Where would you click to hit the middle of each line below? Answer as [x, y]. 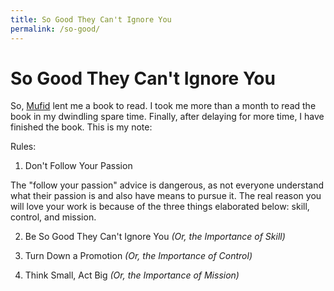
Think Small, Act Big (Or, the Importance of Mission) [132, 275]
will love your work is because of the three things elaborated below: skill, [160, 207]
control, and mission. [53, 217]
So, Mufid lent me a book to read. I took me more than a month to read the [163, 106]
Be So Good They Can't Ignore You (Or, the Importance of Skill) [155, 237]
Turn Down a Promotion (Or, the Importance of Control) [138, 256]
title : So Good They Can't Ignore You [91, 19]
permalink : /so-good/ [55, 29]
